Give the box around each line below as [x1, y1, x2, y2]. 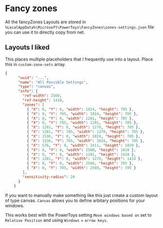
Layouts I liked [5, 43, 50, 51]
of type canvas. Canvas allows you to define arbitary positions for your [5, 197, 145, 203]
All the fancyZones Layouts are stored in [5, 19, 86, 25]
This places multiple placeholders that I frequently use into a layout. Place [5, 56, 153, 62]
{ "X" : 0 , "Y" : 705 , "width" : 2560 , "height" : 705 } [26, 165, 136, 170]
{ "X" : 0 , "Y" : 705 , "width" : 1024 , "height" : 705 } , [26, 111, 139, 116]
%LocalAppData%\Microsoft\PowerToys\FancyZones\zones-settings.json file [5, 24, 154, 30]
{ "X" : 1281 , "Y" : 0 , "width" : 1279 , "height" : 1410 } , [26, 156, 143, 162]
